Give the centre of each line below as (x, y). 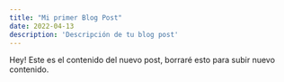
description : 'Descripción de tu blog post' (94, 34)
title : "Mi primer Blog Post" (66, 18)
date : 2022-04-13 (42, 26)
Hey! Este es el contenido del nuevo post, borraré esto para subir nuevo (142, 60)
